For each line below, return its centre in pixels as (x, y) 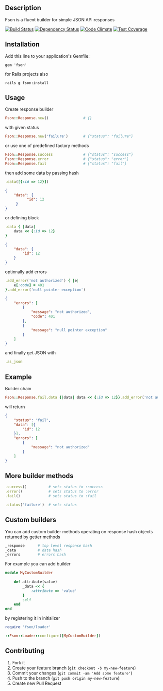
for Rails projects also (27, 74)
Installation (22, 44)
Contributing (25, 651)
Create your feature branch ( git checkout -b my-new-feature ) (74, 668)
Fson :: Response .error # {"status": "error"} (67, 159)
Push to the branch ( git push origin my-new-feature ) (66, 678)
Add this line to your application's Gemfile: (47, 56)
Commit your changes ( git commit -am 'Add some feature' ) (72, 673)
